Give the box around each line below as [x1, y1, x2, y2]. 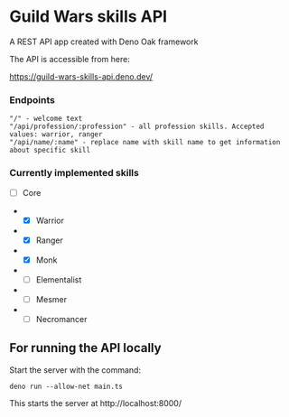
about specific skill [9, 146, 91, 155]
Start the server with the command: [9, 364, 142, 375]
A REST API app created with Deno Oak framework [9, 36, 199, 47]
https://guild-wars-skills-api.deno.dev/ [9, 70, 154, 82]
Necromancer [35, 313, 88, 324]
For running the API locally [9, 340, 162, 356]
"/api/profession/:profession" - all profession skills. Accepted [9, 122, 265, 132]
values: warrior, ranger [9, 130, 103, 139]
